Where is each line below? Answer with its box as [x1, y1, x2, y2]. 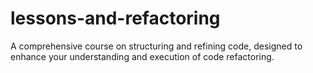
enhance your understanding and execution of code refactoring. [10, 50, 275, 62]
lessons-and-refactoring [10, 7, 221, 30]
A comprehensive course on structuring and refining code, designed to [10, 40, 303, 52]
